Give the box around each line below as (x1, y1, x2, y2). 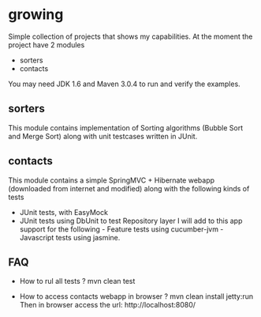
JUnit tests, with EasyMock (19, 207, 109, 217)
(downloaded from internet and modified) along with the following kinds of (8, 183, 250, 193)
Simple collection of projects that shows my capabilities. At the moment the (8, 32, 253, 41)
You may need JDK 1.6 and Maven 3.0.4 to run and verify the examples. (8, 79, 240, 89)
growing (8, 6, 64, 24)
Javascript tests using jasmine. (19, 232, 121, 242)
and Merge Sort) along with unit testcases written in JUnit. (8, 131, 198, 141)
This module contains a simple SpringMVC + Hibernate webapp (8, 175, 215, 185)
